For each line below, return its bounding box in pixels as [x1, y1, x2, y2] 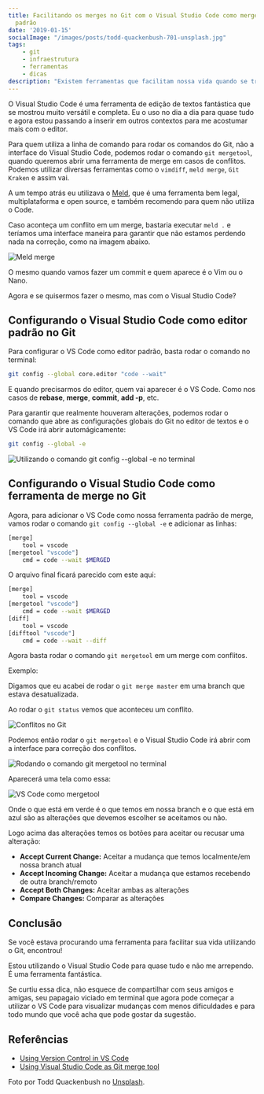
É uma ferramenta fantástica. [8, 970, 102, 979]
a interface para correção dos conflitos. [8, 744, 137, 753]
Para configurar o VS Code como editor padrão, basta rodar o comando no [8, 347, 251, 357]
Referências [8, 1033, 69, 1046]
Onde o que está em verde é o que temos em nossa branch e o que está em [8, 804, 255, 815]
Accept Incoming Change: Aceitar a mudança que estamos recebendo [19, 869, 251, 878]
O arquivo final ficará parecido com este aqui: [8, 570, 156, 579]
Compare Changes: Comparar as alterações [19, 894, 165, 904]
